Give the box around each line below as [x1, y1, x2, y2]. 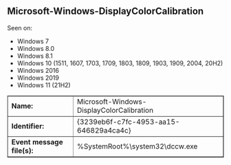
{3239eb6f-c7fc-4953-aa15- [76, 117, 180, 126]
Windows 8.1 [16, 52, 53, 60]
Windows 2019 [16, 74, 60, 82]
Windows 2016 [16, 66, 60, 74]
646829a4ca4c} [76, 125, 132, 135]
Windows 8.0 [16, 44, 55, 52]
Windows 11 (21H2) [16, 80, 71, 89]
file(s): [11, 146, 34, 155]
